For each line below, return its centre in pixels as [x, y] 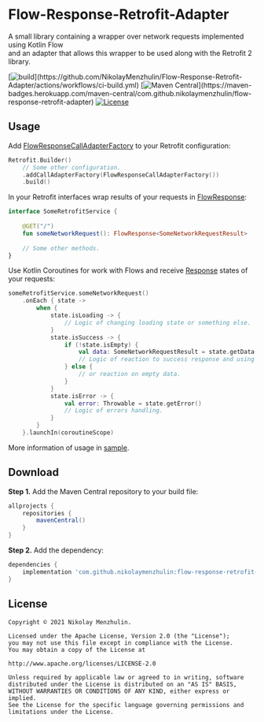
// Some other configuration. [72, 167]
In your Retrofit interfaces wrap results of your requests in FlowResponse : [128, 197]
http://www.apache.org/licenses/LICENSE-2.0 [82, 664]
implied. [22, 698]
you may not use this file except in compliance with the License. [121, 643]
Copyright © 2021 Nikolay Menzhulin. [70, 622]
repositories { [47, 513]
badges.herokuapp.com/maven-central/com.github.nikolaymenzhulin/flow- [130, 93]
